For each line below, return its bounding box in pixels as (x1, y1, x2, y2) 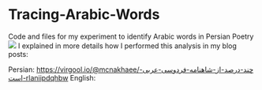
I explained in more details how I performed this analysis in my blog (17, 41, 237, 51)
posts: (8, 49, 29, 58)
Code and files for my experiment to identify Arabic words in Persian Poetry (8, 32, 254, 41)
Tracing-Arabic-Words (8, 6, 160, 24)
